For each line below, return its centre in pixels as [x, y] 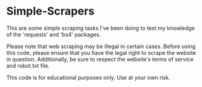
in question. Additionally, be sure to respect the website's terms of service [100, 59]
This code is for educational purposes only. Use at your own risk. [88, 77]
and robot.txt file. [28, 66]
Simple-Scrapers [50, 11]
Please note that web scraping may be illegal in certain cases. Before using [101, 46]
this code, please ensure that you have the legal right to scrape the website [101, 52]
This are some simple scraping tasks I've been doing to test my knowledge [100, 28]
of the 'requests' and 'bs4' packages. [54, 34]
